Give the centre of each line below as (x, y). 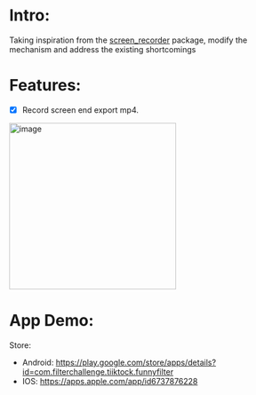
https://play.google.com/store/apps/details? (136, 362)
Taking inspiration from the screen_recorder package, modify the (128, 40)
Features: (45, 86)
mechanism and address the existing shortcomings (103, 49)
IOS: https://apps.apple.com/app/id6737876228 (110, 381)
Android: (38, 362)
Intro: (30, 16)
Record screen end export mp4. (80, 110)
